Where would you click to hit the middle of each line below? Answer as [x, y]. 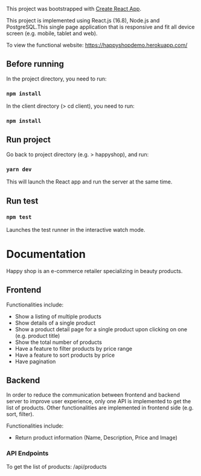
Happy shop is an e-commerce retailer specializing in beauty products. [94, 271]
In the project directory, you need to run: [56, 79]
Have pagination [35, 361]
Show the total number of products [59, 342]
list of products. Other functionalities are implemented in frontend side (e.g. [100, 408]
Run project [29, 140]
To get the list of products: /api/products [56, 466]
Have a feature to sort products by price [65, 355]
